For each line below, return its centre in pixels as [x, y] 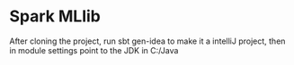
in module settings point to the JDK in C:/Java [94, 50]
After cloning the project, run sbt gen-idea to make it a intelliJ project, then [147, 41]
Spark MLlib [55, 16]
